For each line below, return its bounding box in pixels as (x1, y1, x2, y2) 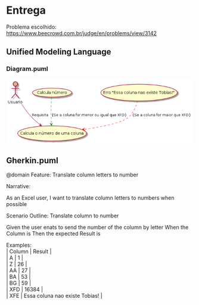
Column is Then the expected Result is (6, 230, 101, 237)
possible (6, 200, 27, 207)
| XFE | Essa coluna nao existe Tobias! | (6, 292, 102, 299)
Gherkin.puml (6, 155, 58, 166)
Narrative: (6, 182, 31, 189)
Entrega (6, 4, 46, 17)
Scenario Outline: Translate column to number (6, 212, 119, 219)
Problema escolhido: (6, 23, 57, 30)
